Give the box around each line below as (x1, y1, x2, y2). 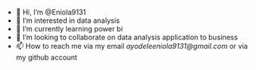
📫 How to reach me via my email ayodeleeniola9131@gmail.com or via (15, 42, 248, 50)
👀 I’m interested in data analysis (15, 16, 121, 25)
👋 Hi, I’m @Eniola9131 (15, 8, 86, 17)
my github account (15, 53, 78, 62)
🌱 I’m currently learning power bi (15, 24, 123, 33)
